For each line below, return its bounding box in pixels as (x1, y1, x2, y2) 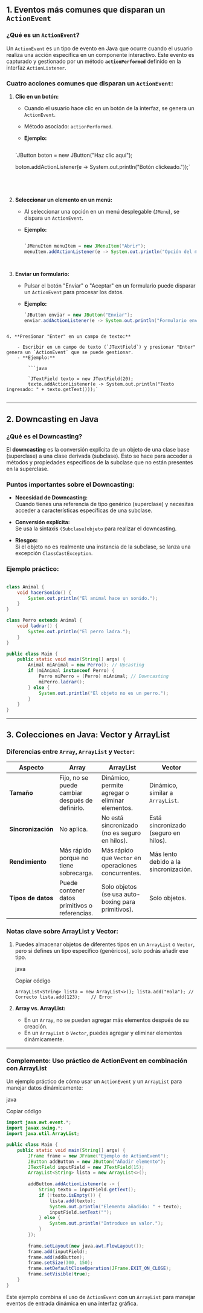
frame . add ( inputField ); (28, 1248, 88, 1255)
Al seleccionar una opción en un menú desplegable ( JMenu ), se (24, 208, 180, 215)
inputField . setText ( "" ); (49, 1209, 112, 1216)
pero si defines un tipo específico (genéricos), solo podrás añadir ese (14, 947, 188, 955)
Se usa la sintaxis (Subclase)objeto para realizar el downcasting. (14, 525, 177, 532)
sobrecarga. (59, 869, 94, 877)
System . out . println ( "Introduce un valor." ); (49, 1220, 164, 1226)
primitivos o (59, 901, 92, 910)
